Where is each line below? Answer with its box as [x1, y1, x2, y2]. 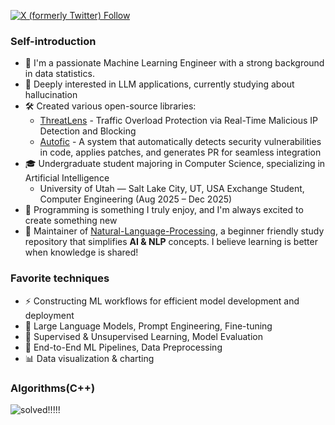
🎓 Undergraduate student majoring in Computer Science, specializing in [24, 158, 326, 170]
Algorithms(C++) [10, 381, 96, 395]
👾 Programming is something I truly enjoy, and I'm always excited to [24, 204, 304, 216]
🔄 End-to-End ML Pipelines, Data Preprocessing [24, 341, 223, 353]
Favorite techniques [10, 271, 110, 285]
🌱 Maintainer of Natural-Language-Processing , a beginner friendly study [24, 225, 325, 237]
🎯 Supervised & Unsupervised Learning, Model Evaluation [24, 330, 263, 342]
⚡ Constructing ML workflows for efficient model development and [24, 295, 300, 307]
